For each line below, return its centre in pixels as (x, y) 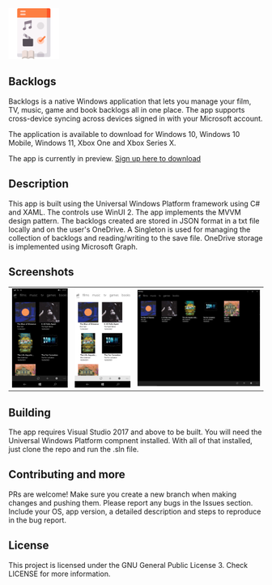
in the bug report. (38, 520)
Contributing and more (67, 474)
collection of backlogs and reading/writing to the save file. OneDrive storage (136, 237)
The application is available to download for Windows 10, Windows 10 (124, 134)
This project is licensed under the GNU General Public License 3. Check (128, 565)
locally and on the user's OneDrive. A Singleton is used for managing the (130, 229)
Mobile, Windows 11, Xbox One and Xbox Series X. (92, 143)
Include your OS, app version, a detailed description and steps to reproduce (135, 511)
